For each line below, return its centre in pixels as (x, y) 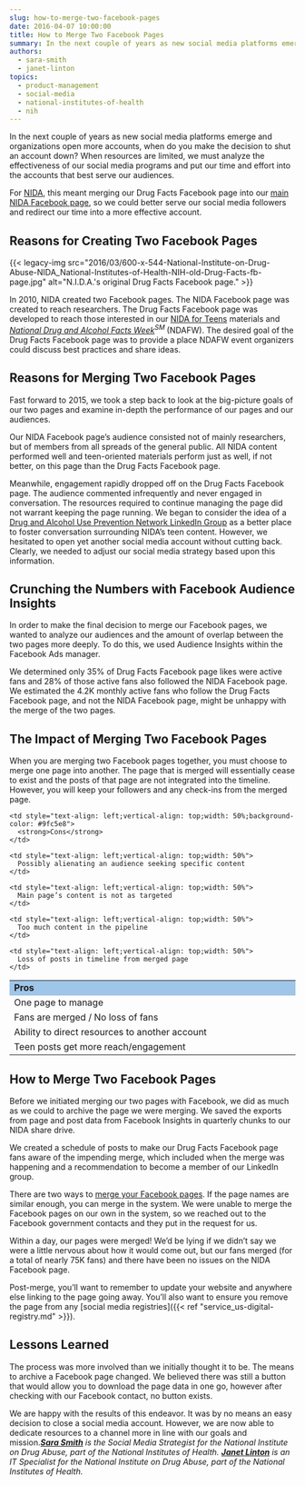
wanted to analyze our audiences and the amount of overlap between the (147, 635)
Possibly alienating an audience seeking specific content (132, 864)
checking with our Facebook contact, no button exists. (111, 1395)
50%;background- (264, 816)
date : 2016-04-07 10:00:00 (60, 26)
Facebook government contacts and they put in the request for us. (133, 1222)
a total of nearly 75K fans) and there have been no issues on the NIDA (140, 1260)
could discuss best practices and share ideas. (95, 349)
